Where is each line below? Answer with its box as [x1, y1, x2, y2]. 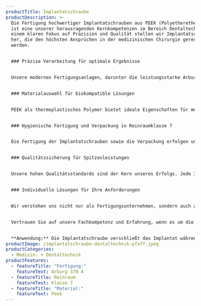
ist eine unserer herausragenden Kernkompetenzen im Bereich [11, 25, 167, 32]
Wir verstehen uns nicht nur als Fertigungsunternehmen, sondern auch [11, 203, 191, 209]
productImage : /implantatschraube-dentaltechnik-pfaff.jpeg [5, 241, 160, 247]
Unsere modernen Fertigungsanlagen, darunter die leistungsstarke [11, 74, 181, 80]
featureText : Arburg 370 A [16, 268, 84, 275]
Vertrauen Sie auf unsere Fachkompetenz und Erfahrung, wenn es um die [11, 219, 194, 225]
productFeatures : [5, 257, 49, 264]
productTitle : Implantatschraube [5, 8, 89, 15]
